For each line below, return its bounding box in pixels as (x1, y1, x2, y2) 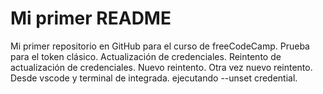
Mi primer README (10, 7, 172, 30)
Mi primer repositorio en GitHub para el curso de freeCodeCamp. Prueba (10, 40, 310, 52)
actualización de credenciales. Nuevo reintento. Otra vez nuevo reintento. (10, 61, 313, 73)
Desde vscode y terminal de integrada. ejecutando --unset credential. (10, 72, 298, 84)
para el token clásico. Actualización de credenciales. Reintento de (10, 50, 282, 62)
